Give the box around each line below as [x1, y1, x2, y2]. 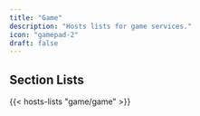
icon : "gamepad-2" [9, 30, 79, 39]
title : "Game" [9, 13, 63, 23]
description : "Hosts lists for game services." [9, 22, 193, 31]
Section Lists [9, 72, 84, 87]
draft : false [9, 38, 59, 48]
